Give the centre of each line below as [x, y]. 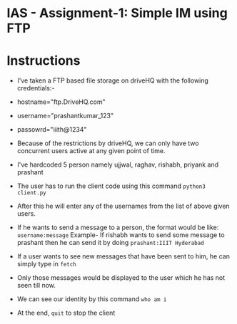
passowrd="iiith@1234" [52, 130]
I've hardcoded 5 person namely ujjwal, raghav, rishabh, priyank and [118, 164]
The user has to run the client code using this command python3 [111, 186]
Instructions [44, 61]
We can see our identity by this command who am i [92, 299]
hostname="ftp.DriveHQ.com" [61, 102]
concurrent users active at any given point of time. [91, 151]
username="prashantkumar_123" [65, 116]
